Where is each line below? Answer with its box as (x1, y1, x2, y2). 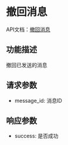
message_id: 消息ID (14, 97, 63, 104)
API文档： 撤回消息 (6, 26, 51, 33)
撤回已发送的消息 (6, 61, 47, 68)
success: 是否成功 (14, 133, 59, 140)
